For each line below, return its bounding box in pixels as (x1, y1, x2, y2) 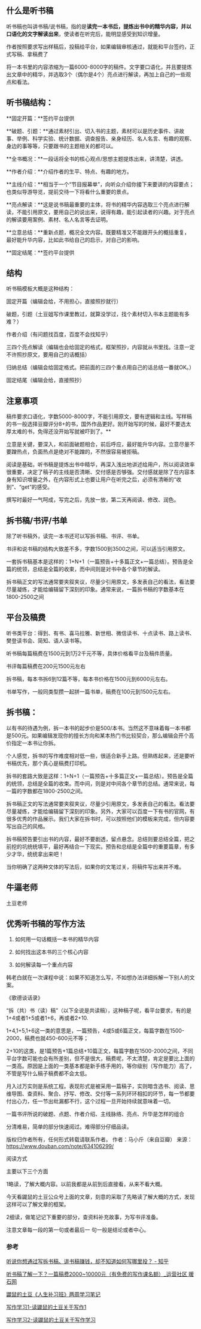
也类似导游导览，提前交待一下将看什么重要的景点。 (6, 188, 132, 195)
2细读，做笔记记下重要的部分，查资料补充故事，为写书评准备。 (6, 1214, 162, 1221)
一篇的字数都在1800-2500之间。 (6, 787, 86, 794)
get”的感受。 (21, 484, 53, 491)
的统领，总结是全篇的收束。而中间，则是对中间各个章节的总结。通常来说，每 (6, 779, 195, 787)
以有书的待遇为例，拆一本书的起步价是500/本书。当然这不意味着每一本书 (6, 724, 186, 731)
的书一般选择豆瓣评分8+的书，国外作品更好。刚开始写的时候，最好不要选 (6, 421, 186, 428)
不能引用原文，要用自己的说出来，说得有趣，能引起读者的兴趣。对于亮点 (16, 208, 195, 215)
